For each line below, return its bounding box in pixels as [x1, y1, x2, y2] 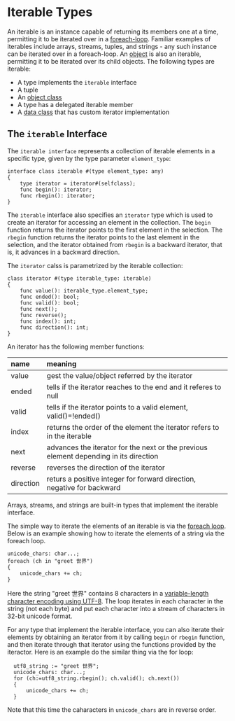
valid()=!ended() [46, 411, 101, 421]
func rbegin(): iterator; [20, 192, 96, 199]
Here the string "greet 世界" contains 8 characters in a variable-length [7, 589, 209, 597]
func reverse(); [20, 311, 68, 318]
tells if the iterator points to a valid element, [46, 402, 189, 412]
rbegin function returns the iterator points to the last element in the [7, 232, 200, 241]
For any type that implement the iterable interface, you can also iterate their [7, 625, 225, 633]
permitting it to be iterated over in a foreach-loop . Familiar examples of [7, 34, 211, 43]
